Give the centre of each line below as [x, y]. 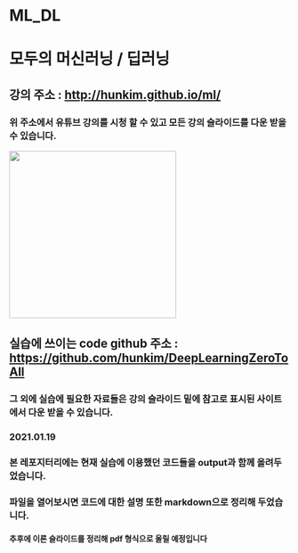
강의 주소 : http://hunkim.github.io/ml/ [115, 95]
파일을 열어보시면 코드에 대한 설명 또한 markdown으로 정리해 [133, 502]
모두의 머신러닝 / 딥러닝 [90, 59]
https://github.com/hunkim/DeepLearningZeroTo [149, 358]
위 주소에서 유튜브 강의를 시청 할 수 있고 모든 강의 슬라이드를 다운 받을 [148, 122]
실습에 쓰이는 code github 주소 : [94, 344]
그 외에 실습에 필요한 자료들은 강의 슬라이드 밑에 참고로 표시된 [132, 400]
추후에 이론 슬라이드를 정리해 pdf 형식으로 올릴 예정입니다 [108, 538]
